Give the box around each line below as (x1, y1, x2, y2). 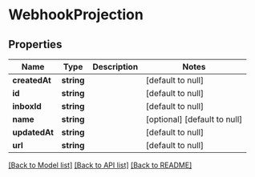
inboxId (12, 101, 42, 111)
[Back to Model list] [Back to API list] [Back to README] (8, 160, 192, 170)
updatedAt (12, 127, 55, 138)
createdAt (12, 74, 52, 86)
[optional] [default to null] (145, 114, 243, 125)
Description (91, 62, 139, 72)
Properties (8, 38, 63, 51)
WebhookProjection (8, 6, 144, 24)
